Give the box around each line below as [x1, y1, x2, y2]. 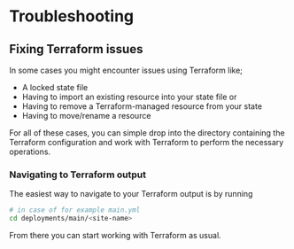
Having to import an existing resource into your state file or [21, 91, 237, 102]
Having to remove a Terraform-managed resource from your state [21, 101, 263, 112]
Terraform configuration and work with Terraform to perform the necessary [9, 137, 284, 147]
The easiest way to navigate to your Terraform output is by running [9, 189, 253, 199]
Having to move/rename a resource [21, 111, 151, 121]
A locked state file [21, 82, 89, 92]
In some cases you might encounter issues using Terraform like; [9, 65, 244, 75]
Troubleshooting [9, 6, 135, 27]
